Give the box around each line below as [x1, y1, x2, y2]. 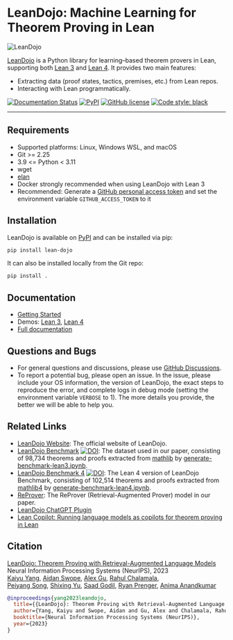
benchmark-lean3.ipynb [17, 461, 86, 470]
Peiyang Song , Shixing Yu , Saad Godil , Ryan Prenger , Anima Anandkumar [7, 581, 217, 589]
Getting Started [17, 311, 61, 319]
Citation [7, 541, 43, 552]
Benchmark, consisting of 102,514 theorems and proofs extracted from [17, 476, 220, 484]
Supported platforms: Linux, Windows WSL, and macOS [17, 142, 178, 151]
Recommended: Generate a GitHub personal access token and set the [17, 187, 217, 195]
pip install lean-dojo [7, 247, 73, 254]
